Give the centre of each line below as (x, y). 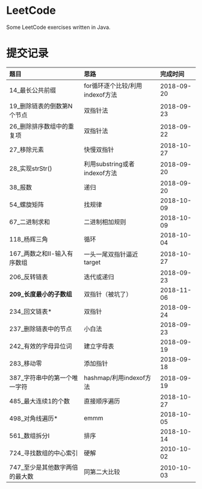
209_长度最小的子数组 (41, 294)
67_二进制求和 (30, 222)
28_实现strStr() (31, 168)
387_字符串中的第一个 (41, 378)
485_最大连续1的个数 (40, 401)
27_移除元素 (27, 149)
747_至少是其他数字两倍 (44, 467)
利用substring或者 (109, 164)
